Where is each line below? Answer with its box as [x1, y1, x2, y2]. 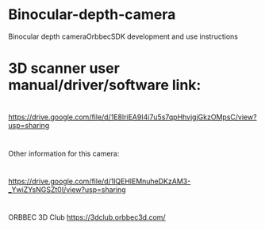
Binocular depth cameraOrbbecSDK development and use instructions [8, 32, 238, 41]
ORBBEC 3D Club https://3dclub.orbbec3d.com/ [8, 212, 166, 222]
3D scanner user [8, 59, 121, 77]
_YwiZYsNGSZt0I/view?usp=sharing [8, 184, 126, 194]
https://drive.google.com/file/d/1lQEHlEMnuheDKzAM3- [8, 176, 191, 186]
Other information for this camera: [8, 149, 120, 158]
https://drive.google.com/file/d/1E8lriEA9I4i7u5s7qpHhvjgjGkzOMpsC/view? [8, 112, 257, 122]
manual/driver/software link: [8, 77, 202, 94]
